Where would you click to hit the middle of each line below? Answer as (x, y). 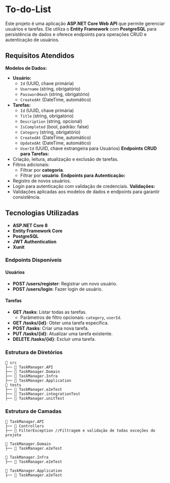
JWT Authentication (35, 242)
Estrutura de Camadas (33, 411)
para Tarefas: (35, 153)
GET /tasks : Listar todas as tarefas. (50, 312)
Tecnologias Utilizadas (42, 213)
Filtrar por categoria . (42, 170)
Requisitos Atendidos (40, 56)
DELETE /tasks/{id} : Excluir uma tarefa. (54, 339)
